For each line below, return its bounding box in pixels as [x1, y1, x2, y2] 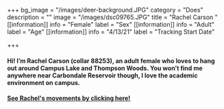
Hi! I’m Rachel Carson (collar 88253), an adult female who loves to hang [7, 56, 215, 64]
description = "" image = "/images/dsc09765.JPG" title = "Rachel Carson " [7, 13, 218, 21]
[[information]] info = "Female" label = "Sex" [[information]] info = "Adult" [7, 21, 214, 28]
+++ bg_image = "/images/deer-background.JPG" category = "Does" [7, 6, 203, 14]
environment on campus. [7, 78, 80, 86]
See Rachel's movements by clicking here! [7, 94, 131, 102]
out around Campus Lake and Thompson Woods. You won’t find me [7, 64, 203, 72]
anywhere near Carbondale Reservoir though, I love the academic [7, 71, 198, 80]
